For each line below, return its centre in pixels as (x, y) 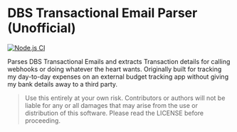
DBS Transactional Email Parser (102, 13)
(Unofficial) (42, 28)
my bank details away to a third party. (63, 84)
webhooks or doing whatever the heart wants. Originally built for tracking (115, 69)
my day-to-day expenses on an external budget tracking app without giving (118, 77)
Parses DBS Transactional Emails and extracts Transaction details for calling (119, 61)
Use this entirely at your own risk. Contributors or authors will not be (125, 98)
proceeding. (42, 120)
